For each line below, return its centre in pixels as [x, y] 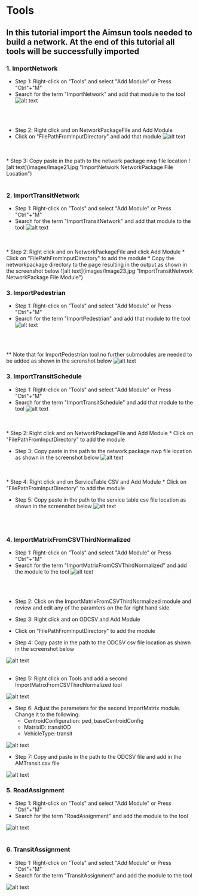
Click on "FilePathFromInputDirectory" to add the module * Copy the [90, 258]
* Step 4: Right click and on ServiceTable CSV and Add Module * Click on [97, 482]
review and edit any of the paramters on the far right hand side [92, 608]
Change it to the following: [47, 714]
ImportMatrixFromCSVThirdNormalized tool [68, 685]
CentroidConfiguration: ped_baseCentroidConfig [84, 721]
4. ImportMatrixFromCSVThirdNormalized [68, 539]
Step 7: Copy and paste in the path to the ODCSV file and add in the [98, 757]
